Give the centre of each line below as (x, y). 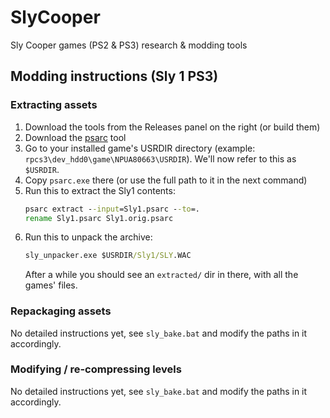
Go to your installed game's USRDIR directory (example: (140, 148)
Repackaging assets (61, 311)
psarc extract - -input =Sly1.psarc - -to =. (112, 209)
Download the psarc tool (75, 137)
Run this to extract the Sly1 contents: (100, 190)
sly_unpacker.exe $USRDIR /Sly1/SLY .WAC (108, 256)
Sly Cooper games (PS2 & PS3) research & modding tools (129, 45)
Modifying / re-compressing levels (96, 369)
